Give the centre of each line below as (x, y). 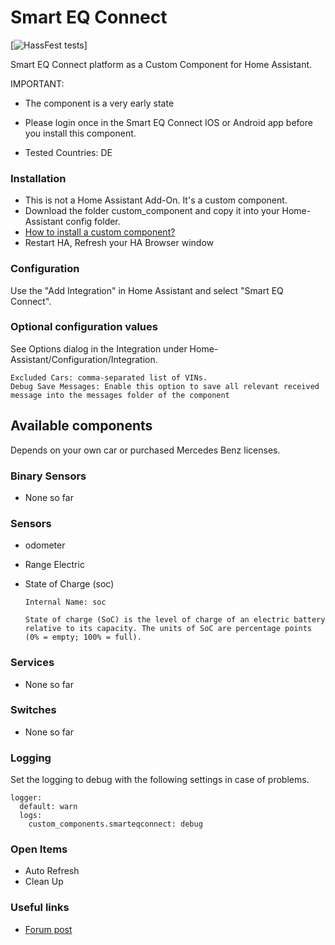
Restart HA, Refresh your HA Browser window (119, 243)
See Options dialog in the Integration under (99, 348)
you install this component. (80, 133)
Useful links (40, 908)
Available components (81, 426)
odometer (45, 545)
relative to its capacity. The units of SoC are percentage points (168, 629)
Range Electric (54, 565)
